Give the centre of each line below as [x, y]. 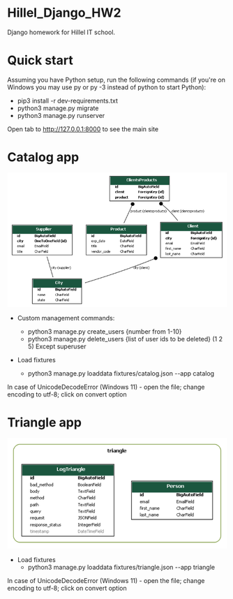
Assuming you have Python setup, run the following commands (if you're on [116, 80]
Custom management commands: [66, 318]
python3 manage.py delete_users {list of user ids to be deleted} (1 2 [125, 339]
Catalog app [43, 157]
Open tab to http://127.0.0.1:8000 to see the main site [83, 129]
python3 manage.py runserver [61, 115]
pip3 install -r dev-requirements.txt [68, 101]
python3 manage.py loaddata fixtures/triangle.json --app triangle [121, 567]
